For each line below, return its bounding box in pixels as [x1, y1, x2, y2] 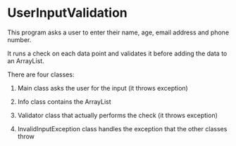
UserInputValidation [7, 5, 128, 21]
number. [7, 35, 32, 44]
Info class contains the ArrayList [17, 97, 111, 106]
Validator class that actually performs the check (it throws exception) [17, 111, 218, 119]
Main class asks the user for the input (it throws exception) [17, 84, 188, 92]
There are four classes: [7, 70, 75, 79]
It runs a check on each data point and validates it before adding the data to [7, 49, 228, 58]
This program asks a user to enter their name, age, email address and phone [7, 28, 230, 36]
